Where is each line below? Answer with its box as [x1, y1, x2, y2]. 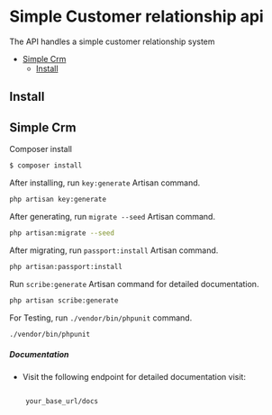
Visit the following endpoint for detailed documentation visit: [22, 372, 246, 383]
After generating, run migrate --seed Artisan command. [9, 211, 216, 221]
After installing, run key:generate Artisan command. [9, 177, 201, 188]
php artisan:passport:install [9, 262, 123, 271]
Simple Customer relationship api [9, 6, 264, 27]
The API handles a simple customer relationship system [9, 36, 215, 47]
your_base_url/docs [25, 397, 99, 406]
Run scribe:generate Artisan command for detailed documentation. [9, 278, 259, 289]
